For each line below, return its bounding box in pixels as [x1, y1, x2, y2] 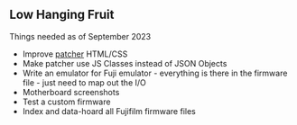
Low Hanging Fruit [9, 7, 115, 22]
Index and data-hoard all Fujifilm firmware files [22, 105, 196, 116]
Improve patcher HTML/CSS [22, 49, 128, 59]
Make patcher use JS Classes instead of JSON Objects [22, 58, 227, 68]
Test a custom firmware [22, 96, 111, 107]
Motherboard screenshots [22, 86, 120, 97]
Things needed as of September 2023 [9, 31, 152, 41]
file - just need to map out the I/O [22, 76, 146, 88]
